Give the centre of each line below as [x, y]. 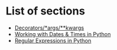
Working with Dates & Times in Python [62, 34]
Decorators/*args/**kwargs [49, 28]
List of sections [45, 11]
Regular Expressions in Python [53, 40]
